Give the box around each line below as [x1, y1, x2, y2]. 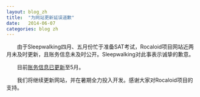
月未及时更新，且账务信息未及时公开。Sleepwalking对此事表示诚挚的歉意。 [6, 51, 195, 58]
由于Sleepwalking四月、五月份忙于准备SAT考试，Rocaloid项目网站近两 [17, 43, 195, 50]
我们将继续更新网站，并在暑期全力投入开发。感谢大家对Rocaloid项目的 [17, 76, 193, 84]
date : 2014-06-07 [6, 20, 56, 26]
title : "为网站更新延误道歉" [6, 15, 75, 21]
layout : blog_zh [6, 8, 47, 15]
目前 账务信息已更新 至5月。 [17, 64, 84, 71]
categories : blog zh [6, 25, 59, 32]
